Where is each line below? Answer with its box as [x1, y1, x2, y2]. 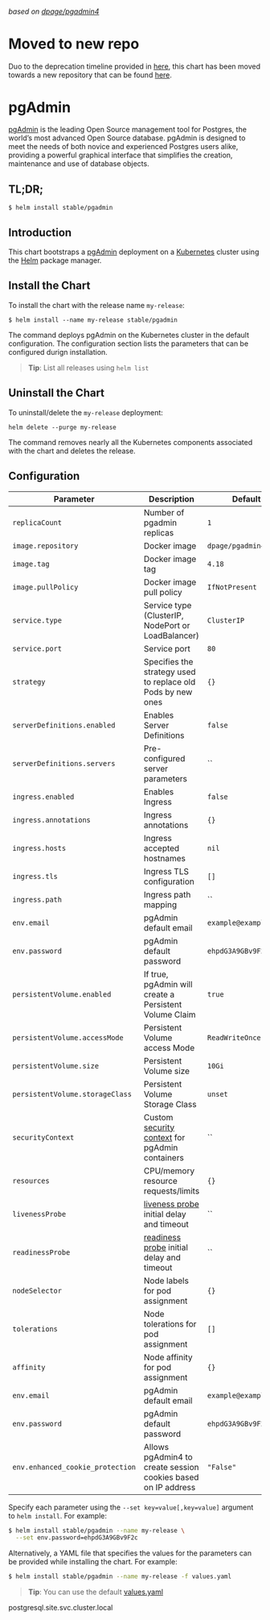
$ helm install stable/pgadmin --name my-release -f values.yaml [8, 1572, 231, 1580]
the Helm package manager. [8, 256, 102, 265]
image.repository [12, 541, 79, 550]
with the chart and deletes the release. [8, 446, 136, 456]
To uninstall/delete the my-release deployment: [8, 407, 163, 417]
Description [148, 493, 195, 504]
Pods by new [143, 686, 193, 698]
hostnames [143, 852, 186, 864]
